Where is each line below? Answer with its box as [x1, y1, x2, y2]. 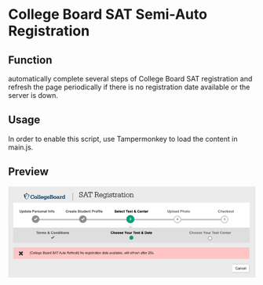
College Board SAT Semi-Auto [8, 5, 208, 23]
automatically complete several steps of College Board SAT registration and [8, 74, 253, 83]
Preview [8, 165, 49, 179]
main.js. [8, 142, 34, 152]
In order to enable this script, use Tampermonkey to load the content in [8, 134, 238, 143]
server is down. [8, 91, 59, 99]
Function [8, 53, 53, 67]
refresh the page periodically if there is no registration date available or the [8, 82, 250, 92]
